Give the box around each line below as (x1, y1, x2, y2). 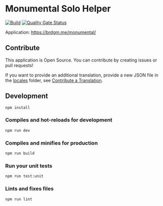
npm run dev (5, 128, 30, 133)
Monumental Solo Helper (5, 3, 111, 14)
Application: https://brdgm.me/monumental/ (5, 29, 96, 35)
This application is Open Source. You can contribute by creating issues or (5, 57, 157, 63)
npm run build (5, 151, 35, 156)
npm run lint (5, 196, 33, 201)
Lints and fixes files (5, 185, 54, 192)
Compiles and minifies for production (5, 139, 98, 146)
